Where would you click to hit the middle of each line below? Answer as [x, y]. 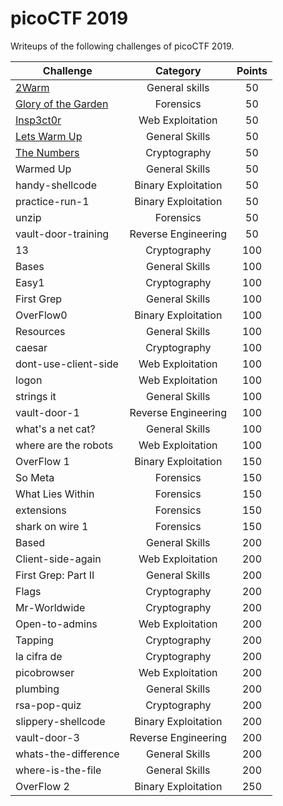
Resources [40, 331]
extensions [41, 510]
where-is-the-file [58, 770]
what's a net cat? [55, 429]
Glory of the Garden [62, 104]
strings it [36, 396]
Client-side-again [58, 559]
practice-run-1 [52, 201]
